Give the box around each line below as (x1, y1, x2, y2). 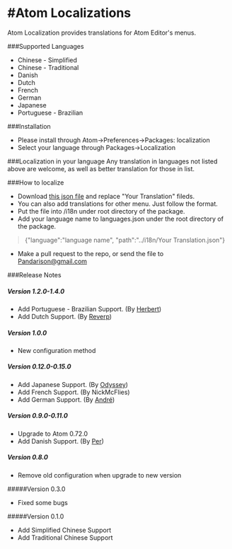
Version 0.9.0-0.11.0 (7, 412, 69, 420)
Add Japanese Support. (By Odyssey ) (17, 380, 129, 388)
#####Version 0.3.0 (7, 485, 66, 493)
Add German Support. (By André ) (17, 395, 115, 404)
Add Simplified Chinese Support (17, 526, 112, 534)
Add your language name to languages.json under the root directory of (17, 214, 224, 223)
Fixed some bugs (17, 498, 69, 507)
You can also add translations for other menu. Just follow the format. (17, 200, 218, 208)
